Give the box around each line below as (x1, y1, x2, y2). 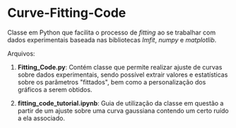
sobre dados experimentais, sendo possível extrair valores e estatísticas (17, 70, 228, 79)
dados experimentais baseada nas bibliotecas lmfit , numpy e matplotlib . (7, 35, 217, 44)
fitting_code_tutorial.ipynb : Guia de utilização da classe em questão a (17, 98, 224, 107)
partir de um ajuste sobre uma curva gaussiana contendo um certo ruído (17, 106, 229, 115)
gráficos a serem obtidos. (17, 85, 93, 94)
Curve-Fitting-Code (7, 5, 126, 21)
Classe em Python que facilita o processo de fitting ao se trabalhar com (7, 28, 216, 37)
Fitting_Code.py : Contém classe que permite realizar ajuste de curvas (17, 63, 223, 71)
